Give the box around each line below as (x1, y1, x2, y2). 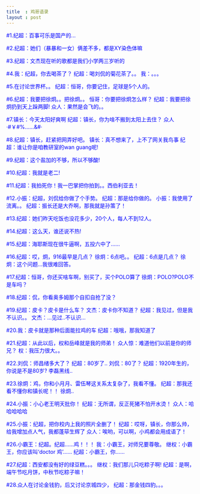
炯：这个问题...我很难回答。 (6, 261, 74, 268)
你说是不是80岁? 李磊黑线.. (6, 367, 73, 374)
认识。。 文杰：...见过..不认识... (11, 313, 86, 321)
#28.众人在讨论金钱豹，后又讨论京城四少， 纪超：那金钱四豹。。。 (6, 481, 166, 488)
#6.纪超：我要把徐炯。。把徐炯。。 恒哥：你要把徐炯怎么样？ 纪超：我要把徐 (6, 95, 191, 103)
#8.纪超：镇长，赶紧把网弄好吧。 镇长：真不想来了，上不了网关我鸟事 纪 (6, 136, 186, 143)
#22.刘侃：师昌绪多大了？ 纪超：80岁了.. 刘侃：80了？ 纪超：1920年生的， (6, 360, 192, 367)
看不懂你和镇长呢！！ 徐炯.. (6, 387, 74, 394)
